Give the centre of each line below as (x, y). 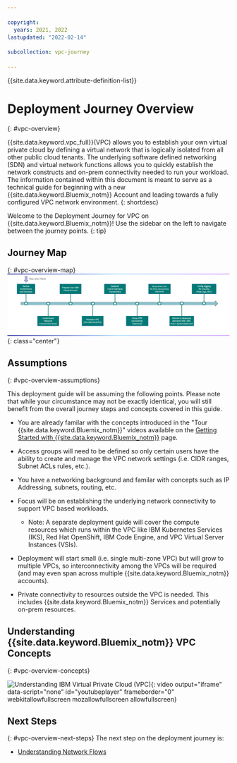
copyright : (23, 22)
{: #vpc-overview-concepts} (49, 671)
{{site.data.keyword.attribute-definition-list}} (72, 80)
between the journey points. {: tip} (57, 231)
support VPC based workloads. (63, 508)
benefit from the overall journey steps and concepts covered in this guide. (115, 408)
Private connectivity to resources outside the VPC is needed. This (113, 594)
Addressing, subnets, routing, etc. (67, 487)
